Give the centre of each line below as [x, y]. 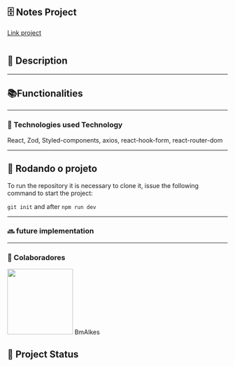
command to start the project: [50, 193]
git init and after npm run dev [52, 206]
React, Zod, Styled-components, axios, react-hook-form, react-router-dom [115, 140]
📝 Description [37, 61]
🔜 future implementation [51, 231]
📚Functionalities [45, 94]
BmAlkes [87, 332]
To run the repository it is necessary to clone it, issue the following [103, 185]
